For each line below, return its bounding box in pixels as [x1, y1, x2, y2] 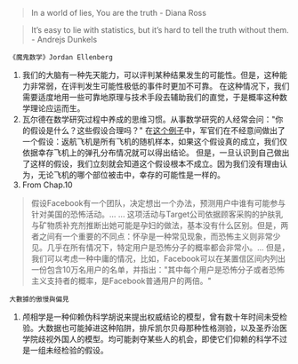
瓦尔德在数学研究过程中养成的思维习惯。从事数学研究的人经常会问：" [21, 115, 276, 124]
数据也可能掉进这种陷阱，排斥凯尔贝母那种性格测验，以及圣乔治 [45, 323, 280, 333]
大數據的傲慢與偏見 [9, 295, 69, 304]
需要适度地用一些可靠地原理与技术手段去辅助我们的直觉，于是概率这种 [21, 92, 280, 102]
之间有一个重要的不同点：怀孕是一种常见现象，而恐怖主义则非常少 [38, 231, 281, 241]
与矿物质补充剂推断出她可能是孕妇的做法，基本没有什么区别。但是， [30, 220, 281, 230]
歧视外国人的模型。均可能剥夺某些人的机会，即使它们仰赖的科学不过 [37, 334, 287, 344]
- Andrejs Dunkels [30, 35, 98, 44]
